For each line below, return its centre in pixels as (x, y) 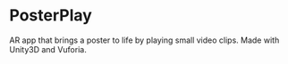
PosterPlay (51, 16)
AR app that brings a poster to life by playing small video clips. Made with (144, 40)
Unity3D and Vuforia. (48, 49)
